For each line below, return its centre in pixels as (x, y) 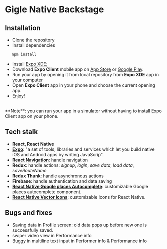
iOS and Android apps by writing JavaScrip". (58, 154)
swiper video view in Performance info (52, 235)
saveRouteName (29, 170)
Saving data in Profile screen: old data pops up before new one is (80, 225)
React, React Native (33, 144)
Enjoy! (19, 96)
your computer (28, 80)
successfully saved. (33, 230)
